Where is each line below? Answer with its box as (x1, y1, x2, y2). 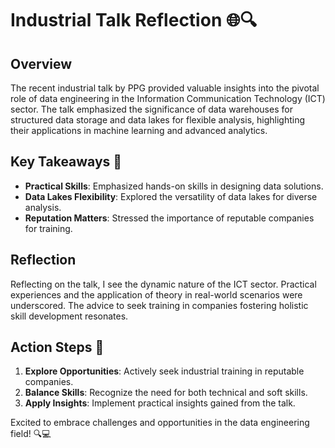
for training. (24, 222, 73, 234)
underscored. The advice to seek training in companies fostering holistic (10, 299, 309, 311)
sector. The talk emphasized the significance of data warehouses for (10, 103, 293, 115)
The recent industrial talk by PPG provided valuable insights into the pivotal (10, 82, 320, 94)
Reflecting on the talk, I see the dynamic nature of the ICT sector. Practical (10, 278, 317, 290)
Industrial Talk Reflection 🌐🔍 (10, 9, 258, 32)
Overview (10, 55, 73, 72)
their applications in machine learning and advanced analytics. (10, 125, 268, 136)
